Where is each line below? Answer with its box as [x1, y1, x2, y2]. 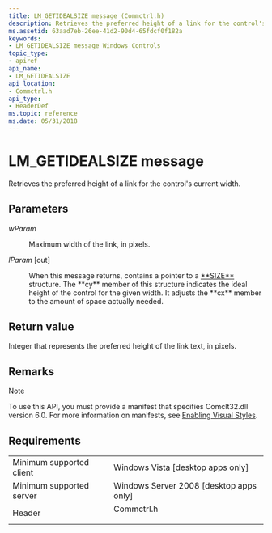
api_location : [8, 79, 57, 87]
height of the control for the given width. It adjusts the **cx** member [28, 288, 262, 298]
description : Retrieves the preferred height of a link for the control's [8, 19, 266, 27]
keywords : [8, 34, 42, 43]
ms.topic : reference [8, 110, 79, 118]
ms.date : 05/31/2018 [8, 117, 79, 125]
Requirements [8, 434, 81, 447]
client [12, 467, 34, 478]
